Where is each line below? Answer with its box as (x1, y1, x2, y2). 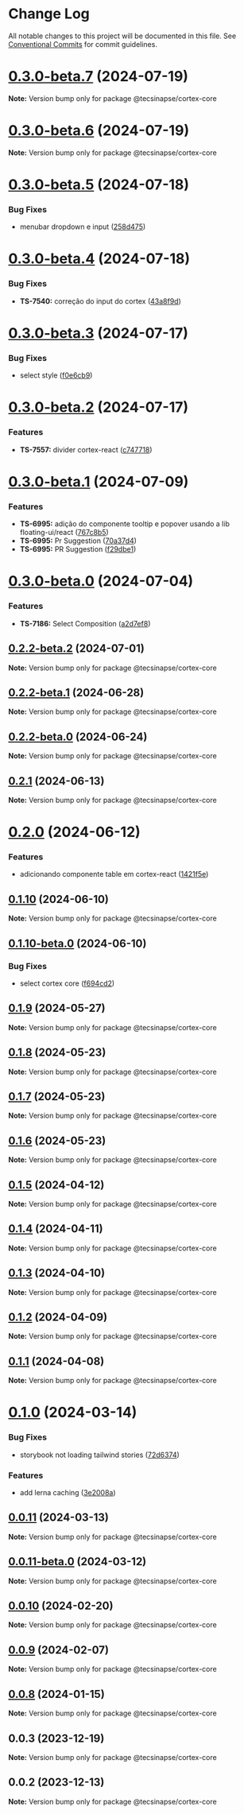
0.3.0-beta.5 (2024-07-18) (8, 176, 189, 193)
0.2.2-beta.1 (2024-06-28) (8, 685, 145, 700)
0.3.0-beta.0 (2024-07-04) (8, 572, 194, 591)
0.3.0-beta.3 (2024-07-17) (8, 324, 189, 342)
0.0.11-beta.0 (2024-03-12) (8, 1555, 147, 1568)
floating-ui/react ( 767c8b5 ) (19, 528, 109, 537)
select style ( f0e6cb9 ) (19, 370, 93, 380)
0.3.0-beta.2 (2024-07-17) (8, 398, 189, 417)
